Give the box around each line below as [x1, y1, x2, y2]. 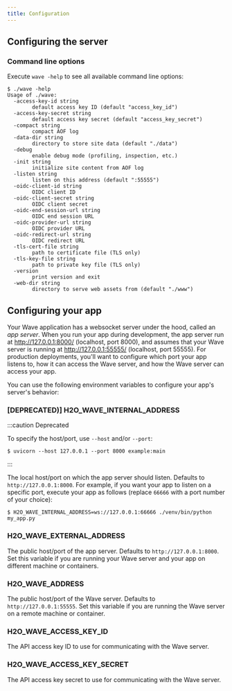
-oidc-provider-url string [13, 219, 91, 226]
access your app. [7, 367, 57, 376]
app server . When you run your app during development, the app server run [7, 331, 224, 339]
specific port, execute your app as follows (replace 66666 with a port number [7, 488, 225, 496]
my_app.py [7, 515, 36, 522]
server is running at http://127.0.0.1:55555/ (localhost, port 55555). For [7, 345, 206, 353]
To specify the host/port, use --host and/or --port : [7, 435, 153, 443]
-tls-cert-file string [13, 243, 79, 250]
